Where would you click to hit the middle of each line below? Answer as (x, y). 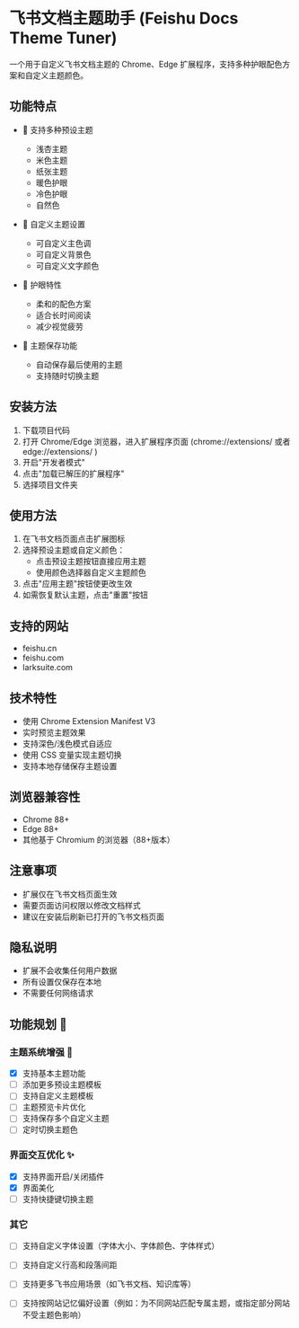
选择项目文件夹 (50, 484)
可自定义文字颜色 (67, 265)
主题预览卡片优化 (54, 1107)
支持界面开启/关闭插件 (63, 1176)
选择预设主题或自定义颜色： (74, 550)
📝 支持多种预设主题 (57, 129)
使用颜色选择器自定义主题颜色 (91, 572)
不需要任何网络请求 (58, 993)
